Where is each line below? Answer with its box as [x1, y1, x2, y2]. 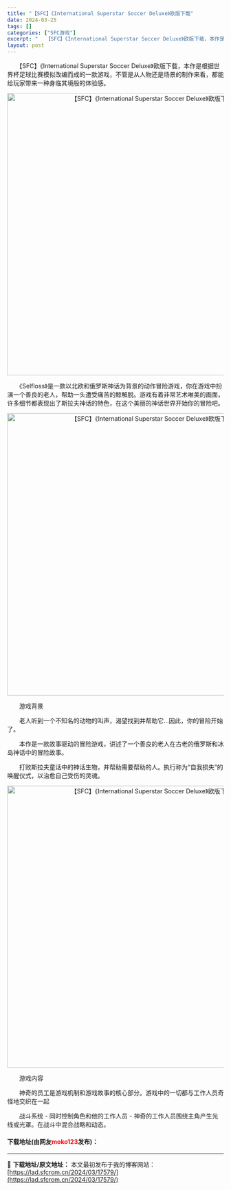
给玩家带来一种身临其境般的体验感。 [7, 79, 110, 87]
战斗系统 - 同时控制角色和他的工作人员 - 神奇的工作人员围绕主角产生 [19, 1112, 212, 1120]
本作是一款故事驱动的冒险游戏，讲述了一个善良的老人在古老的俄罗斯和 [19, 740, 218, 748]
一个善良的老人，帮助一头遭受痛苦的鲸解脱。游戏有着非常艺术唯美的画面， [12, 390, 224, 399]
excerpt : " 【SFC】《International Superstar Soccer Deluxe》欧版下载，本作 [7, 36, 220, 43]
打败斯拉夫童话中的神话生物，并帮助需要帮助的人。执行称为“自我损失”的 [19, 763, 223, 771]
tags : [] [7, 23, 32, 30]
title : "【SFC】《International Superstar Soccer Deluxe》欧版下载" [7, 10, 194, 17]
